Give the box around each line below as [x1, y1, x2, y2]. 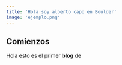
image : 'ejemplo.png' [6, 14, 61, 20]
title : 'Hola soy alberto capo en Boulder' [6, 8, 117, 15]
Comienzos [6, 36, 50, 47]
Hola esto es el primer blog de [6, 52, 82, 60]
